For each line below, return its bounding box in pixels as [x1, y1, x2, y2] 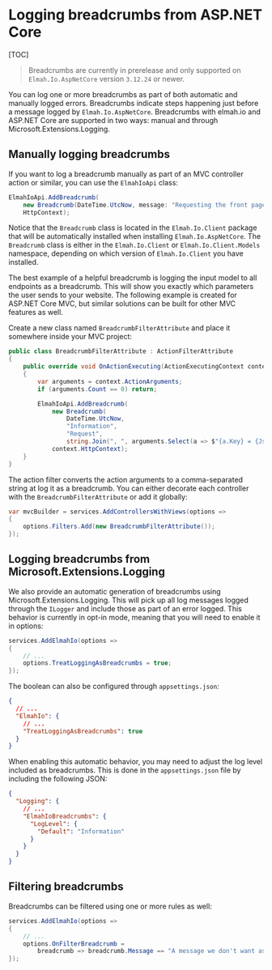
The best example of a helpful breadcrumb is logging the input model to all [8, 273, 257, 283]
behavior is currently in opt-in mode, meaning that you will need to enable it [8, 612, 261, 622]
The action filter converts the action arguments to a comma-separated [8, 474, 244, 484]
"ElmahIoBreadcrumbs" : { [23, 812, 107, 820]
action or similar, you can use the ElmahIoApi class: [8, 177, 178, 187]
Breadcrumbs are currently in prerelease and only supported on [28, 65, 241, 74]
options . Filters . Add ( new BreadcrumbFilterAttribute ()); [23, 522, 216, 531]
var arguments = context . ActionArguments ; [37, 377, 183, 385]
